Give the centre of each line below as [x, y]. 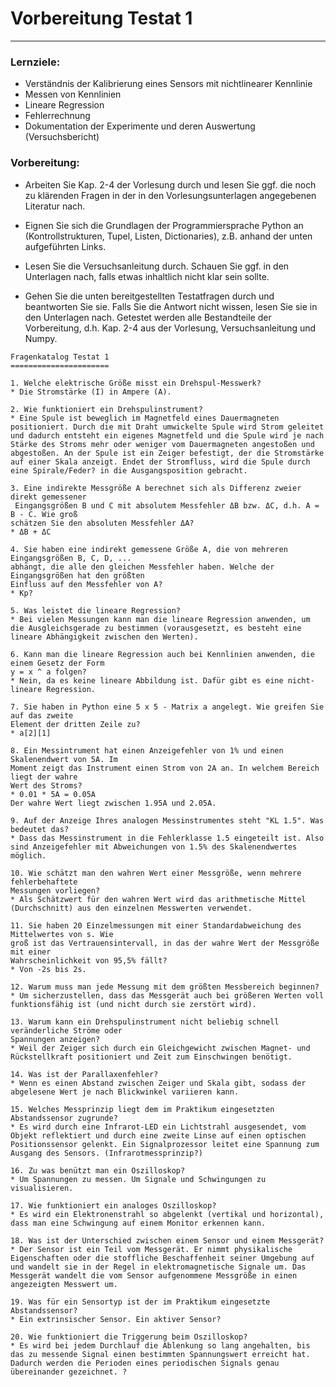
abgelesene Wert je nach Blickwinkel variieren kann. [125, 1092]
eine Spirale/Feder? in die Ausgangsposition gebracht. [129, 470]
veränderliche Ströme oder [66, 1030]
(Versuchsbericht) [62, 137]
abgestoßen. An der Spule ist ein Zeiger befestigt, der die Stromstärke [167, 453]
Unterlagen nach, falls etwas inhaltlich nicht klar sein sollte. [147, 276]
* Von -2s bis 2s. [48, 969]
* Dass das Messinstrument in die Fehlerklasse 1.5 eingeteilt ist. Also [167, 838]
